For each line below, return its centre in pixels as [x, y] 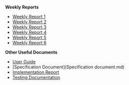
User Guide [24, 62]
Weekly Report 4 [30, 32]
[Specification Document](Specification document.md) [68, 67]
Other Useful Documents [32, 52]
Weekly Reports [22, 7]
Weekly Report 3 [29, 27]
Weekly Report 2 [29, 22]
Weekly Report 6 [29, 43]
